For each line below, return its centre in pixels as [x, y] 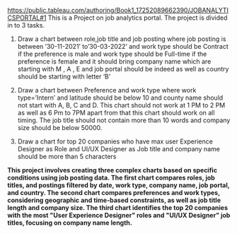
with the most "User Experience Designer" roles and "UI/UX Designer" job [119, 215]
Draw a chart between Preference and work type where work [107, 90]
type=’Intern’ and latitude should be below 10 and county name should [120, 98]
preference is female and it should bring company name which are [114, 62]
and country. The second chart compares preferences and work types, [114, 193]
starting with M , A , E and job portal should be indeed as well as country [123, 69]
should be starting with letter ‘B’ [64, 76]
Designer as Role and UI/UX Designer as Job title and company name [119, 149]
